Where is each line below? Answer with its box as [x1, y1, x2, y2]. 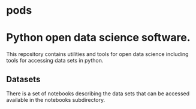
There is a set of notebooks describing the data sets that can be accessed [6, 90, 190, 97]
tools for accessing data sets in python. [6, 57, 104, 64]
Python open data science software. [6, 31, 191, 45]
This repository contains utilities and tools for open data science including [6, 51, 189, 58]
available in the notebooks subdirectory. [6, 96, 105, 103]
